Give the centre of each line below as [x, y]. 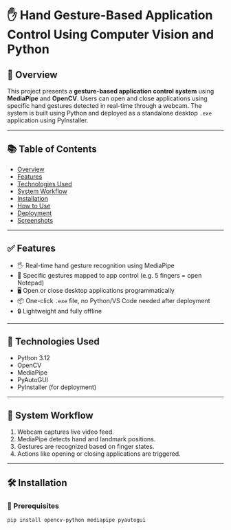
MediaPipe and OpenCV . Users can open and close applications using [107, 98]
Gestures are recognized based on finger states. [86, 447]
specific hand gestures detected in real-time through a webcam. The [104, 106]
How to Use [34, 206]
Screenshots [35, 220]
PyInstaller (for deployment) [57, 387]
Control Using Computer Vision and [111, 35]
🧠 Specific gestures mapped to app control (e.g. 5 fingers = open [109, 275]
